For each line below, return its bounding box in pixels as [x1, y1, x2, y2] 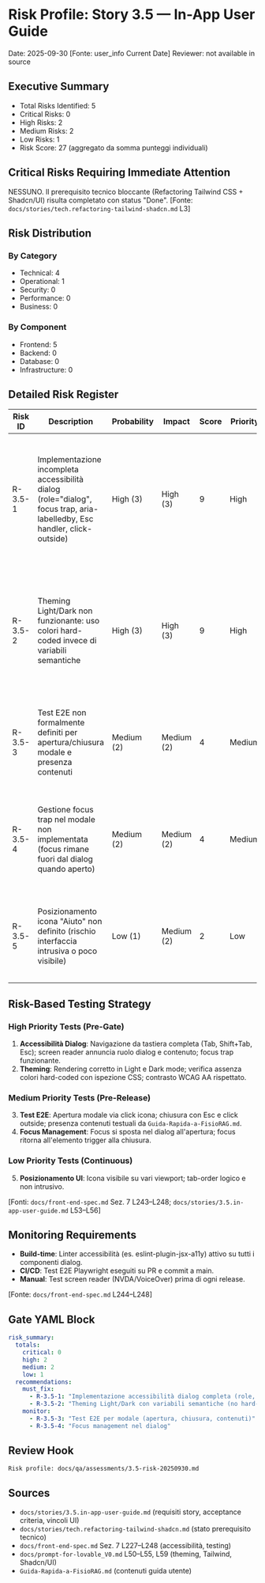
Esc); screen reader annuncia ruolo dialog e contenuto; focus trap [19, 1047, 234, 1057]
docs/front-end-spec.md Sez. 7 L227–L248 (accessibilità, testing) [19, 1541, 231, 1551]
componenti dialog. [19, 1258, 83, 1267]
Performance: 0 [19, 293, 71, 303]
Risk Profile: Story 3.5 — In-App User [8, 6, 256, 24]
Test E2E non [37, 707, 87, 718]
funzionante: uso [37, 615, 100, 627]
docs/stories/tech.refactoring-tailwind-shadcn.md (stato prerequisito [19, 1524, 251, 1534]
